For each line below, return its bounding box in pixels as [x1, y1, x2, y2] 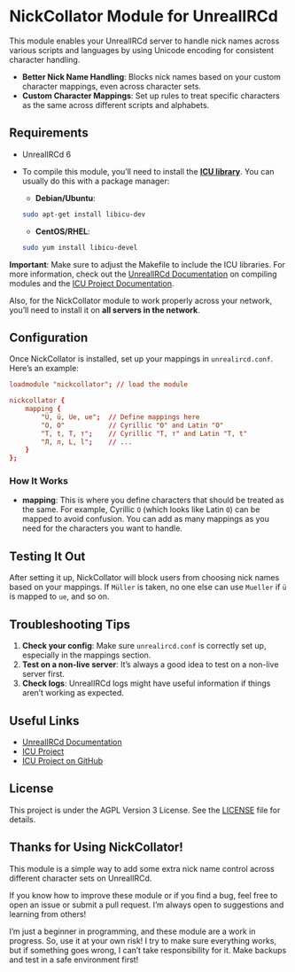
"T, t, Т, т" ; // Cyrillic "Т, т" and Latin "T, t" [41, 429, 248, 438]
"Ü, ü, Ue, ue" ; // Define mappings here [41, 412, 200, 422]
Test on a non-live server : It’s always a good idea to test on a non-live [21, 659, 279, 670]
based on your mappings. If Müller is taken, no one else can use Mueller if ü [9, 582, 287, 593]
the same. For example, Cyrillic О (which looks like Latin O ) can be [21, 504, 260, 515]
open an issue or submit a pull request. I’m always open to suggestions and [9, 899, 284, 910]
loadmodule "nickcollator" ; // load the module [9, 380, 189, 389]
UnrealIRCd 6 [21, 149, 72, 159]
